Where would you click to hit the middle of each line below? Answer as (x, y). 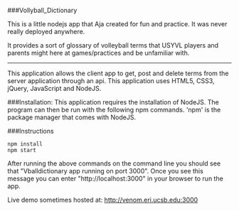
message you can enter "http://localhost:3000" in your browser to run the (116, 178)
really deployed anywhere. (46, 32)
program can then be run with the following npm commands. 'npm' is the (114, 110)
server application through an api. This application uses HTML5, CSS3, (111, 81)
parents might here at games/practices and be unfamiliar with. (99, 53)
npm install (25, 144)
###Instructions (31, 131)
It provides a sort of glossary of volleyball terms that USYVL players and (113, 45)
